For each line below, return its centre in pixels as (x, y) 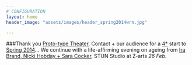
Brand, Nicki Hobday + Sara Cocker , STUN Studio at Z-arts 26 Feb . (86, 56)
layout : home (22, 17)
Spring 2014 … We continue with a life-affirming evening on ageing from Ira (96, 50)
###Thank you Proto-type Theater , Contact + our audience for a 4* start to (96, 44)
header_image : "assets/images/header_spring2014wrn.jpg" (77, 22)
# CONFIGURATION (26, 11)
